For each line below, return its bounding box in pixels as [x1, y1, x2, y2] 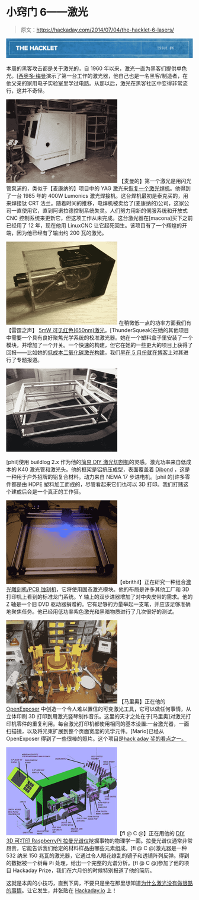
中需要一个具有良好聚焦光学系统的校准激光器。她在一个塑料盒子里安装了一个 [6, 334, 193, 342]
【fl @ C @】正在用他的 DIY [117, 830, 185, 837]
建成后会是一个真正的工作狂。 [11, 488, 84, 495]
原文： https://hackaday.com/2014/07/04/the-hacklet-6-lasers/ [20, 26, 175, 33]
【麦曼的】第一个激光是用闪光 [118, 178, 191, 185]
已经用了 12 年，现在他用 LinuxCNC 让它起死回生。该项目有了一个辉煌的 [6, 222, 182, 229]
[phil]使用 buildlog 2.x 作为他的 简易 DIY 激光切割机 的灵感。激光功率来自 [6, 459, 181, 466]
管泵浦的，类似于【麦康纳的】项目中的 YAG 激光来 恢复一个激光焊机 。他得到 [6, 185, 191, 192]
